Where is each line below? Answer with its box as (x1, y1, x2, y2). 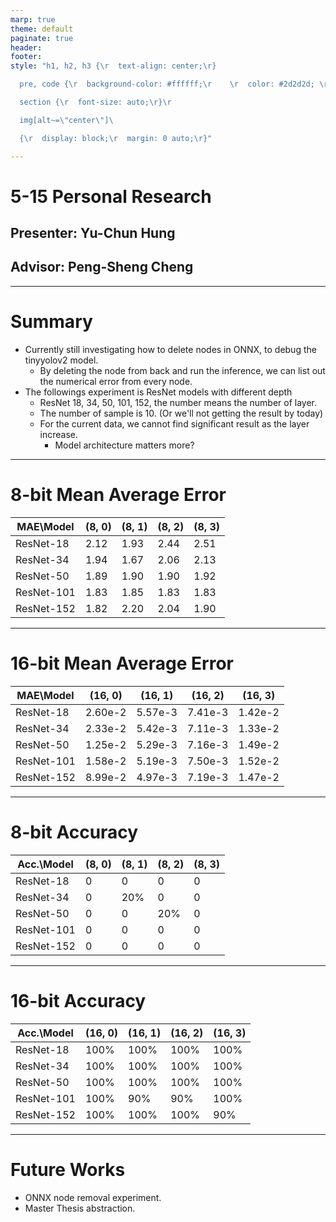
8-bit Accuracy (10, 821, 139, 843)
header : (10, 42, 43, 53)
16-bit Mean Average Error (10, 652, 234, 675)
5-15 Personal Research (10, 185, 212, 208)
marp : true (10, 14, 56, 25)
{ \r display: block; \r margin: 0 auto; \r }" (19, 133, 213, 143)
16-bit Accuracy (10, 989, 147, 1012)
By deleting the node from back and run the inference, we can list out (39, 364, 326, 376)
